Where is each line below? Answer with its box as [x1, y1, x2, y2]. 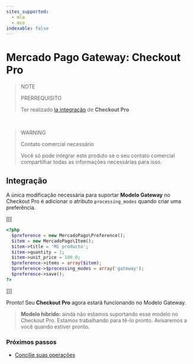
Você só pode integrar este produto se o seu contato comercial [20, 152, 175, 159]
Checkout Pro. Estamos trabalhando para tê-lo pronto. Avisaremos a [20, 316, 188, 324]
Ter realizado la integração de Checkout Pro [20, 106, 129, 113]
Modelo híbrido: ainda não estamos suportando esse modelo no [20, 310, 179, 318]
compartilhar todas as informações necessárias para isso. [20, 159, 162, 166]
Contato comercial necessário [20, 141, 94, 148]
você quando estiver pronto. [20, 323, 90, 330]
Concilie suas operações [14, 352, 76, 359]
